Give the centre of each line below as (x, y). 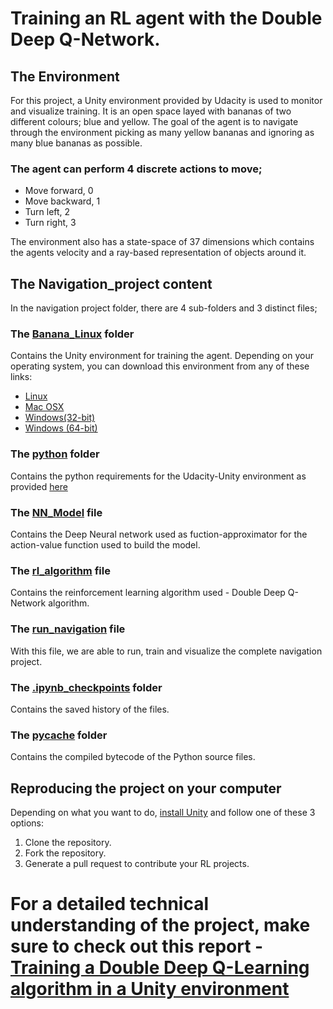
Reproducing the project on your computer (146, 788)
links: (21, 377)
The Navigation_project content (111, 283)
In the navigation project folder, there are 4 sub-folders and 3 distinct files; (164, 308)
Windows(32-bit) (60, 418)
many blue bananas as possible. (76, 143)
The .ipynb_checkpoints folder (86, 687)
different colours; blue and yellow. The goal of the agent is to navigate (154, 121)
